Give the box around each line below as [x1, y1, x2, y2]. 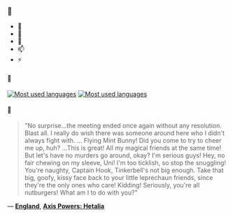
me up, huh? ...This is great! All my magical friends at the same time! [24, 143, 222, 152]
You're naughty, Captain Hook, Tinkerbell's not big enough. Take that [24, 166, 224, 174]
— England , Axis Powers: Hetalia [7, 202, 105, 210]
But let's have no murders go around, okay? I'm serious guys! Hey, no [24, 150, 225, 160]
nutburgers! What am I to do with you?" [24, 188, 138, 197]
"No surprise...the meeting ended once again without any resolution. [24, 121, 222, 129]
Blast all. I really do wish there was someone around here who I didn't [24, 129, 225, 137]
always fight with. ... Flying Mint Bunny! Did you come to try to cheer [24, 136, 222, 144]
